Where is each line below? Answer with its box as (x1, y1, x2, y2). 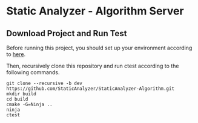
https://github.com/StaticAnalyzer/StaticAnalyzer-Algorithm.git (6, 86, 174, 92)
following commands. (6, 69, 60, 76)
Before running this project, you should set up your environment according (6, 44, 193, 51)
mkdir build (6, 91, 36, 97)
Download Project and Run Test (6, 28, 127, 39)
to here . (6, 51, 26, 58)
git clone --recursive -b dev (6, 80, 83, 86)
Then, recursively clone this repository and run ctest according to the (6, 62, 179, 69)
